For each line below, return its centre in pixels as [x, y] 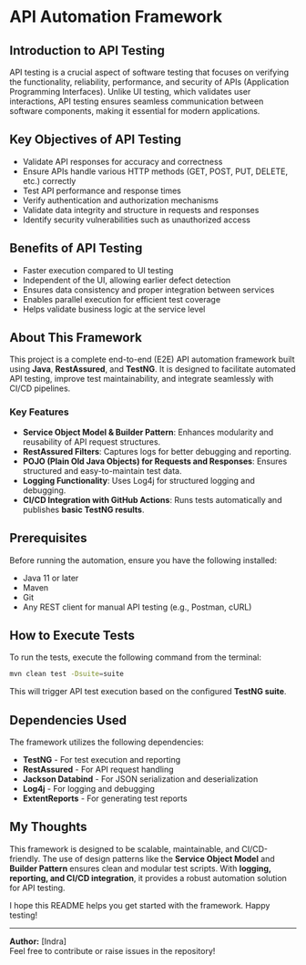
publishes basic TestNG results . [83, 509]
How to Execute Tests [72, 635]
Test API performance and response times [102, 190]
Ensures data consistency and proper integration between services [148, 290]
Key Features [40, 412]
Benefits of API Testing [76, 248]
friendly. [25, 858]
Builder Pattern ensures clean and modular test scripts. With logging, [140, 868]
